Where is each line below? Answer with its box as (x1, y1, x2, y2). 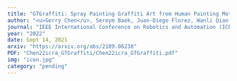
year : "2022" (7, 30, 46, 37)
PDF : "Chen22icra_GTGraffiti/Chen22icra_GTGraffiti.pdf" (7, 50, 178, 57)
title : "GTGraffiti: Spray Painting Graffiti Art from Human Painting (7, 10, 219, 18)
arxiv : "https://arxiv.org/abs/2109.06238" (7, 43, 138, 50)
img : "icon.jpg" (7, 56, 55, 63)
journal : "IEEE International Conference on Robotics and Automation (7, 23, 217, 30)
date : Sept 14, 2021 (7, 37, 68, 44)
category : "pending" (7, 63, 68, 70)
